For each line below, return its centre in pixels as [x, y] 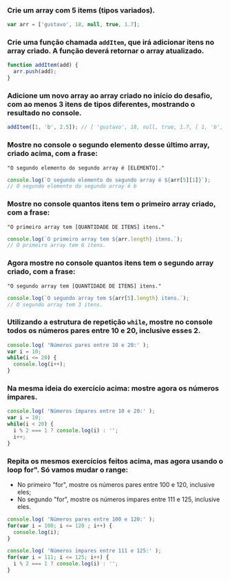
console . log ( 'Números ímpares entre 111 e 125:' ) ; [84, 551]
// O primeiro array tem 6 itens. [57, 246]
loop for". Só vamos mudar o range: [68, 470]
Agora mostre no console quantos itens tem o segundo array [111, 263]
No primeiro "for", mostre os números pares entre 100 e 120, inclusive [116, 484]
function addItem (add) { [43, 65]
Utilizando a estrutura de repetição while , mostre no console [110, 322]
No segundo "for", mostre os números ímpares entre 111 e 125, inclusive [118, 499]
